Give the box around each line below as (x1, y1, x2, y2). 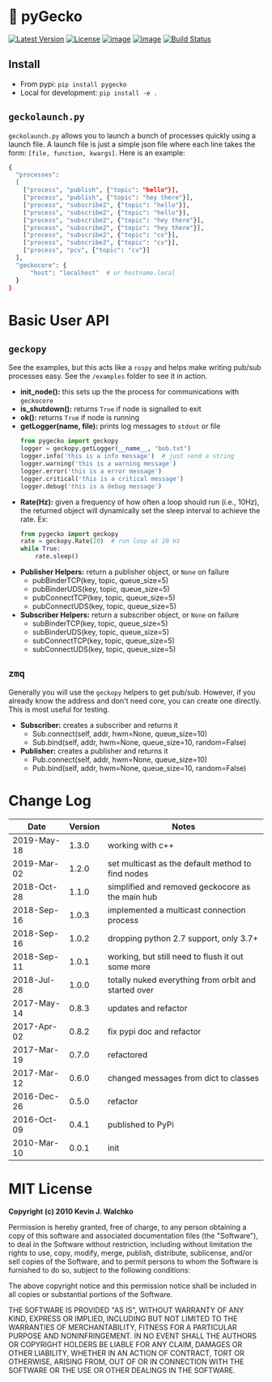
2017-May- (12, 997, 61, 1009)
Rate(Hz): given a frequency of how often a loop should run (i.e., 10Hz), (19, 497, 260, 507)
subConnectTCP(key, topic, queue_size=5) (32, 636, 176, 646)
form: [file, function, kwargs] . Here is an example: (8, 147, 185, 157)
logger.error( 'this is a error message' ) (19, 467, 163, 475)
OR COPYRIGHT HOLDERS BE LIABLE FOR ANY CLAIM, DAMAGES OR (8, 1339, 243, 1349)
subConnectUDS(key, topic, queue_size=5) (32, 644, 176, 654)
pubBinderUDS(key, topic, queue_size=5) (32, 585, 170, 594)
